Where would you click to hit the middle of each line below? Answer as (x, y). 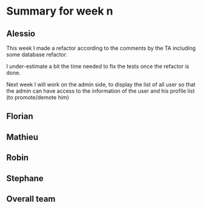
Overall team (31, 199)
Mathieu (22, 137)
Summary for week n (60, 11)
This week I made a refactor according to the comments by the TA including (101, 48)
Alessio (21, 34)
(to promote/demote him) (38, 97)
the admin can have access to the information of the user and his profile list (101, 91)
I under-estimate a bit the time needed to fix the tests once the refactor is (98, 66)
